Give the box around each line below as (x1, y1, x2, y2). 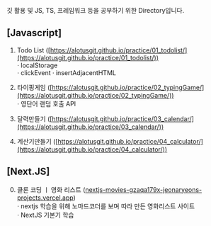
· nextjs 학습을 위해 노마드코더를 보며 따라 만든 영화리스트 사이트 (16, 201, 195, 210)
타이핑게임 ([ (16, 83, 52, 91)
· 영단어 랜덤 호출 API (16, 99, 76, 108)
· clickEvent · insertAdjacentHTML (16, 68, 116, 77)
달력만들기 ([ (16, 114, 52, 123)
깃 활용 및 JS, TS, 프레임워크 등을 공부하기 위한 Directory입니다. (6, 6, 185, 14)
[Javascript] (6, 27, 62, 39)
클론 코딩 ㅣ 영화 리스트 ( (16, 185, 86, 193)
